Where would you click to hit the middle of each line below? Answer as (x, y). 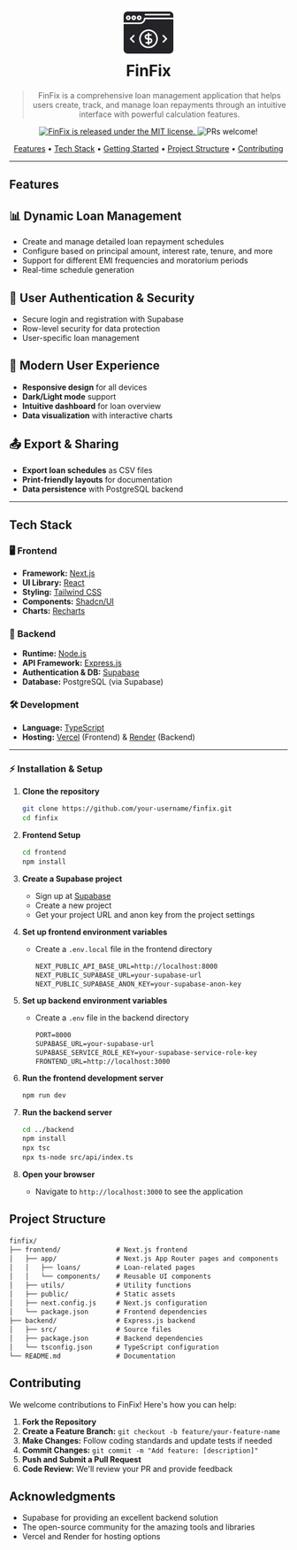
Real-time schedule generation (78, 270)
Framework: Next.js (58, 573)
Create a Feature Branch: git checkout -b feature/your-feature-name (151, 1431)
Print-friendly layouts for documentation (97, 479)
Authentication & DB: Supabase (80, 672)
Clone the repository (61, 792)
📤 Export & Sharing (64, 444)
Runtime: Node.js (54, 653)
